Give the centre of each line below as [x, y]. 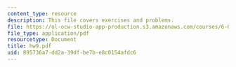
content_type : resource [42, 14]
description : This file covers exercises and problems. [91, 20]
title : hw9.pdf [29, 46]
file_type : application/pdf [48, 33]
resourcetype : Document [42, 40]
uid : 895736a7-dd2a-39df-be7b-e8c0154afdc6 [72, 53]
